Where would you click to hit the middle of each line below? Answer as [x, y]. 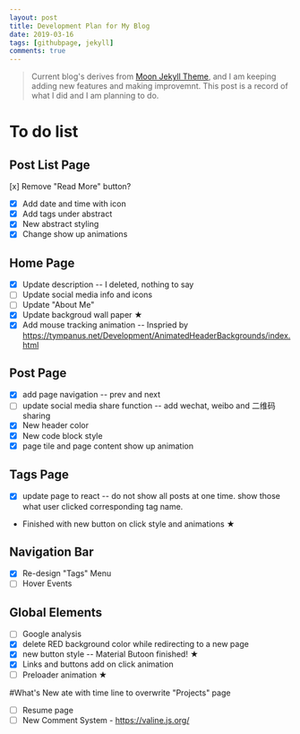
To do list [44, 132]
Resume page [48, 710]
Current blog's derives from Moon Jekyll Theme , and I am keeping [154, 76]
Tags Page [39, 475]
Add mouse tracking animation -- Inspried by [105, 325]
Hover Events [47, 583]
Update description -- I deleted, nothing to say [108, 284]
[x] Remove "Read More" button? [70, 187]
